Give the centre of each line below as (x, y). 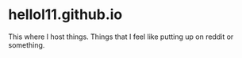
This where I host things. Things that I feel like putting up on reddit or (121, 37)
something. (27, 44)
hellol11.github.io (65, 15)
